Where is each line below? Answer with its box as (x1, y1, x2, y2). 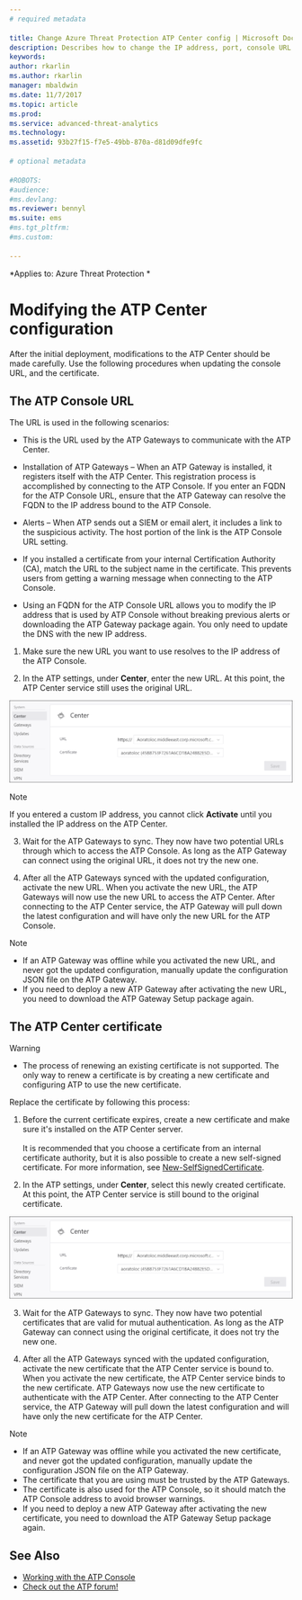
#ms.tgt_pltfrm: (9, 223, 70, 233)
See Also (9, 1548, 60, 1563)
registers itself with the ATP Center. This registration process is (22, 471, 256, 482)
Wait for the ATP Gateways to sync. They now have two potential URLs (22, 836, 285, 846)
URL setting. (22, 536, 69, 548)
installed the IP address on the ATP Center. (9, 818, 168, 829)
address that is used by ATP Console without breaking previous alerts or (22, 610, 290, 621)
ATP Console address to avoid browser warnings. (22, 1493, 206, 1504)
